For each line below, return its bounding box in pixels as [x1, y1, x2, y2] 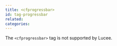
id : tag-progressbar [5, 12, 48, 17]
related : [5, 16, 23, 21]
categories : [5, 21, 30, 26]
